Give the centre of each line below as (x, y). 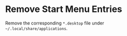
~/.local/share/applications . (37, 28)
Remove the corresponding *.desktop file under (55, 23)
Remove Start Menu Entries (64, 9)
